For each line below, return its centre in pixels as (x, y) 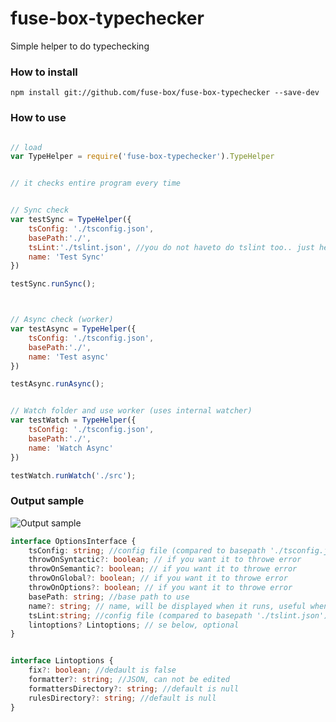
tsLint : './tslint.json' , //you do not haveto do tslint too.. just (171, 247)
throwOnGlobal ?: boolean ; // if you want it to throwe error (158, 578)
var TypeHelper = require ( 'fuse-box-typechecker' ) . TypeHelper (142, 157)
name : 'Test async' (69, 357)
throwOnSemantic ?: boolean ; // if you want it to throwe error (163, 569)
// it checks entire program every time (96, 183)
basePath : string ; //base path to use (109, 597)
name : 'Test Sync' (66, 257)
